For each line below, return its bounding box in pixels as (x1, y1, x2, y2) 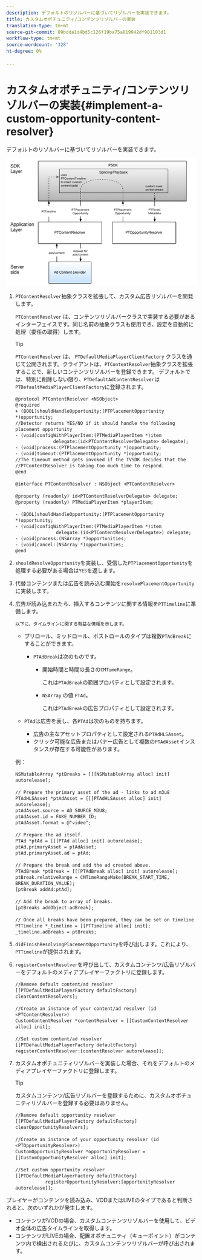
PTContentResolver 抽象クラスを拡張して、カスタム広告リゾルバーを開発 (15, 292, 194, 300)
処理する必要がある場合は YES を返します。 (15, 566, 119, 574)
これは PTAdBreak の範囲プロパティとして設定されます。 (42, 679, 177, 686)
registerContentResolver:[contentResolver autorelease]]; (15, 1048, 165, 1054)
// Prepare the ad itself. (15, 832, 83, 838)
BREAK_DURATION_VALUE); (15, 880, 76, 886)
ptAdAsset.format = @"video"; (15, 819, 92, 825)
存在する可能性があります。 (54, 745, 123, 753)
